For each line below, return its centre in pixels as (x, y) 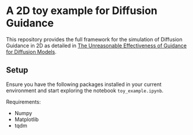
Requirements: (23, 102)
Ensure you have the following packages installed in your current (84, 84)
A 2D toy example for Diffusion (82, 11)
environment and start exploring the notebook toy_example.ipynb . (85, 90)
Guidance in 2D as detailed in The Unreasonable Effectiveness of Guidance (96, 46)
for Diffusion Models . (31, 51)
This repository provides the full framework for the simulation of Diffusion (94, 39)
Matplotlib (27, 119)
